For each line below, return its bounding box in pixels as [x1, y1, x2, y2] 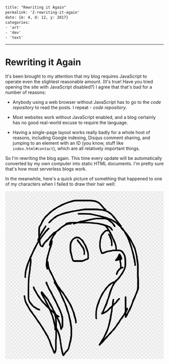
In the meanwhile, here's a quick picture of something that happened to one [5, 175, 162, 181]
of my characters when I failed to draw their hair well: [5, 181, 116, 187]
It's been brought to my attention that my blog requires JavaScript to [5, 73, 147, 79]
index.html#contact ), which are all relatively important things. [12, 145, 140, 151]
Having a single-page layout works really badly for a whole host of [12, 129, 150, 135]
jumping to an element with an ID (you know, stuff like [12, 140, 124, 146]
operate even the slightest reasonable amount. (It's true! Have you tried [5, 78, 153, 85]
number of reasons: [5, 89, 46, 95]
